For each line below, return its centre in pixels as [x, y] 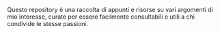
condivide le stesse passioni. [48, 24]
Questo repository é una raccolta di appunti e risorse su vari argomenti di [110, 10]
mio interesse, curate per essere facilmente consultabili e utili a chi [101, 17]
